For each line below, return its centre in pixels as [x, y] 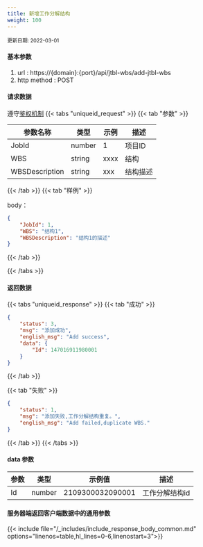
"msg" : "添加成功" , [45, 331]
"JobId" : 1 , [37, 224]
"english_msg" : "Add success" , [65, 337]
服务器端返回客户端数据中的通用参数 [59, 513]
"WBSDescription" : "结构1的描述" [65, 238]
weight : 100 [24, 20]
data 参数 [21, 459]
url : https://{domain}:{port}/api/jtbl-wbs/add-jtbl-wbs [94, 72]
